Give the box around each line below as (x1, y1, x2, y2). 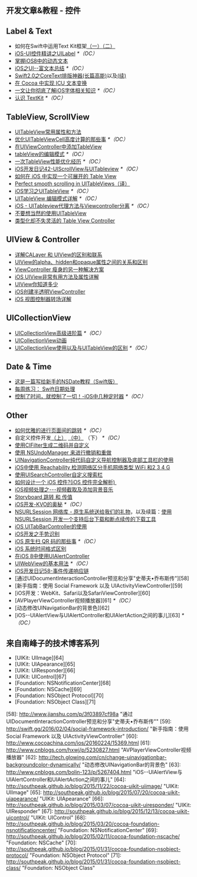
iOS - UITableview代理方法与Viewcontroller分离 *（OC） (14, 202, 152, 209)
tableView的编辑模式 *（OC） (14, 150, 87, 158)
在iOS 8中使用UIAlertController (14, 553, 90, 560)
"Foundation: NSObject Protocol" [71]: (29, 852, 122, 859)
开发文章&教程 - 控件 (6, 5, 81, 16)
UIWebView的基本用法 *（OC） (14, 560, 91, 567)
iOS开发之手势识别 (14, 530, 60, 537)
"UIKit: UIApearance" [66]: (39, 795, 104, 802)
